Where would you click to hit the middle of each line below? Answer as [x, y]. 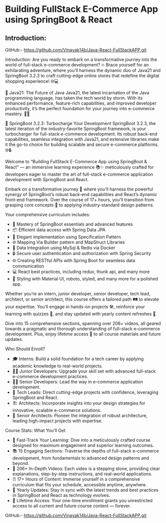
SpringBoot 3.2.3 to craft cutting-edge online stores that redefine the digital [82, 76]
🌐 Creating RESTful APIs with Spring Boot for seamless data [74, 261]
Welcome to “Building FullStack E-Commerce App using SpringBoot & [76, 162]
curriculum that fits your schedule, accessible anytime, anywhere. [80, 485]
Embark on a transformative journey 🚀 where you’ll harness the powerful [79, 189]
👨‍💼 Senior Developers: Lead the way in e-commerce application [78, 382]
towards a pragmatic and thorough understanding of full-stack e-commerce [83, 329]
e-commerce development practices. [50, 376]
